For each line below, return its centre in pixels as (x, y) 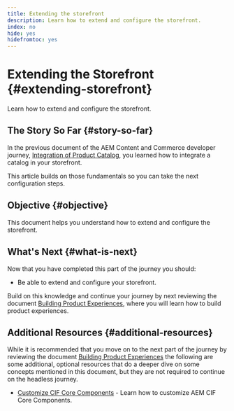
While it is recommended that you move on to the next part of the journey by (117, 349)
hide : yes (22, 33)
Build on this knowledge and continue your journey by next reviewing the (112, 295)
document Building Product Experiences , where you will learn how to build (114, 303)
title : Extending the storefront (56, 14)
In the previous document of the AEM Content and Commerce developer (111, 147)
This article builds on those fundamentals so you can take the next (103, 176)
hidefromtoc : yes (32, 40)
